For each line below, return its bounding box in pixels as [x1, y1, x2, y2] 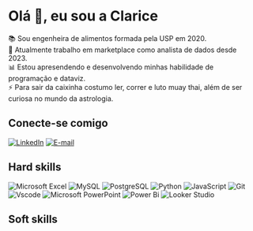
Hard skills [8, 161, 62, 174]
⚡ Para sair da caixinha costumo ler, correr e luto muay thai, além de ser [8, 82, 243, 91]
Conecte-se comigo [8, 117, 108, 130]
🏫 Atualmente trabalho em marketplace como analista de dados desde [8, 45, 237, 54]
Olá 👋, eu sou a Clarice [8, 7, 158, 25]
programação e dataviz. [8, 73, 86, 83]
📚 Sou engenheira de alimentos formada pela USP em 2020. [8, 33, 207, 43]
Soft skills [8, 212, 58, 225]
